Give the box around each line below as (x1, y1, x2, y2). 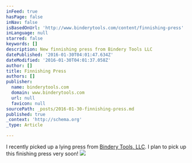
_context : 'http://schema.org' (6, 117, 82, 123)
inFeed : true (6, 8, 38, 15)
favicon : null (11, 100, 46, 107)
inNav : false (6, 19, 38, 25)
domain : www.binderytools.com (11, 90, 85, 95)
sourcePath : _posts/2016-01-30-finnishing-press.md (6, 106, 134, 112)
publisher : (6, 79, 33, 85)
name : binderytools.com (11, 84, 69, 90)
